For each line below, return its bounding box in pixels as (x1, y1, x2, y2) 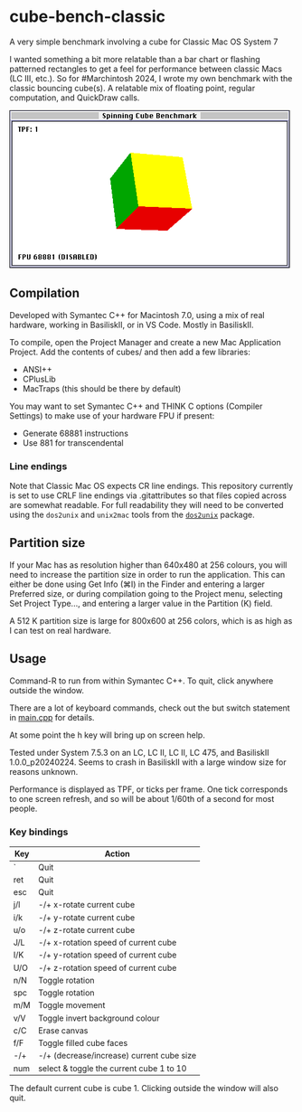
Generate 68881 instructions (22, 428, 129, 438)
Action (104, 848, 130, 860)
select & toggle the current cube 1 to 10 (37, 1062, 187, 1073)
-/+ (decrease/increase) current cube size (37, 1051, 197, 1061)
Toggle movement (37, 1000, 106, 1011)
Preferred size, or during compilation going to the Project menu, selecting (9, 588, 283, 598)
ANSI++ (22, 363, 52, 374)
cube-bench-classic (9, 6, 165, 27)
